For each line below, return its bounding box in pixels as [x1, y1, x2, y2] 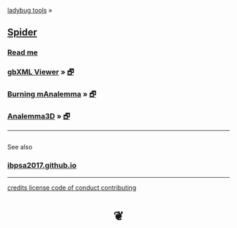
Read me [7, 47, 38, 57]
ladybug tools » [7, 6, 53, 14]
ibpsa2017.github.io [7, 161, 77, 171]
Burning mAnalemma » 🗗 [7, 89, 97, 99]
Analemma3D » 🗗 [7, 111, 71, 121]
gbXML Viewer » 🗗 [7, 67, 74, 77]
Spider [7, 26, 37, 38]
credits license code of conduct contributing [7, 183, 136, 192]
